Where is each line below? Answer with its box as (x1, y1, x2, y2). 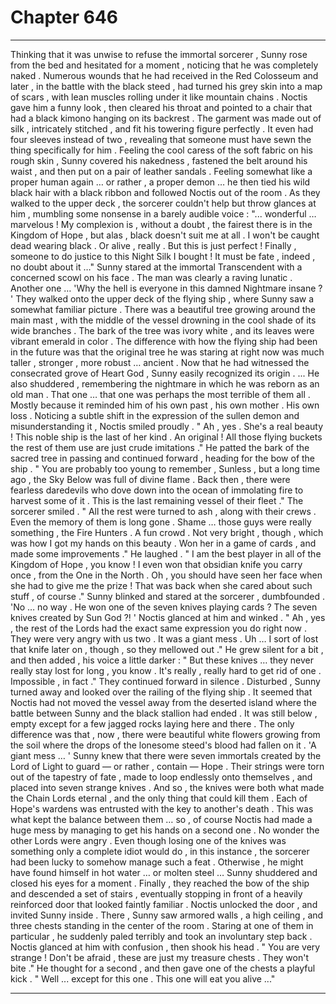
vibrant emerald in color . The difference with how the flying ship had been (10, 335, 318, 347)
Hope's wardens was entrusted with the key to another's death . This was (10, 802, 314, 815)
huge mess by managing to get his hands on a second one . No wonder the (10, 824, 320, 836)
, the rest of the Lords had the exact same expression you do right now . (10, 622, 308, 634)
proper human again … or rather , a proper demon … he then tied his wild (10, 176, 311, 188)
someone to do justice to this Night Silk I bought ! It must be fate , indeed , (10, 250, 316, 262)
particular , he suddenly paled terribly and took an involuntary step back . (10, 930, 313, 942)
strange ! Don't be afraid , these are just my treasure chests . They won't (10, 951, 309, 963)
